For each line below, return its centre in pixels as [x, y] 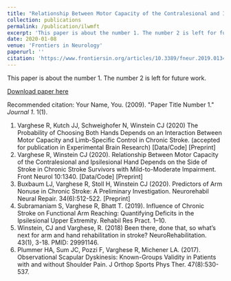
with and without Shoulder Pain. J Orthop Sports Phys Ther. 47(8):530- [118, 264]
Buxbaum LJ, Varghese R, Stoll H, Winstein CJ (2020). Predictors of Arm [120, 184]
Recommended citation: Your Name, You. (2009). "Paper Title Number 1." [111, 105]
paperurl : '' [26, 52]
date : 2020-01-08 [32, 39]
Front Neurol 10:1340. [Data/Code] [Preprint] [80, 176]
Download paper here [38, 91]
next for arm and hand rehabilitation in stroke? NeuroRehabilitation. [112, 235]
